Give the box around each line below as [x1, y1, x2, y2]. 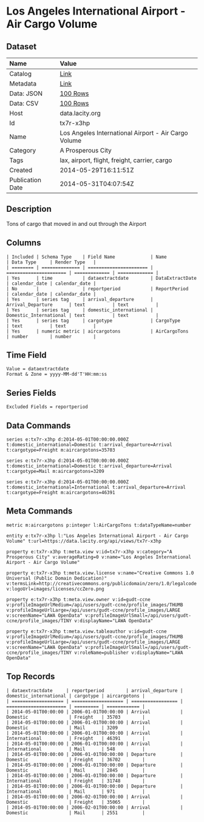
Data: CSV [9, 99, 39, 107]
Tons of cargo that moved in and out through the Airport [6, 220, 147, 227]
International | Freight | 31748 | [6, 778, 146, 784]
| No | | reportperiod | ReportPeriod [6, 285, 189, 292]
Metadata [9, 80, 37, 87]
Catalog [9, 70, 32, 78]
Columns [6, 238, 41, 248]
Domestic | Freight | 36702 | [6, 756, 146, 763]
